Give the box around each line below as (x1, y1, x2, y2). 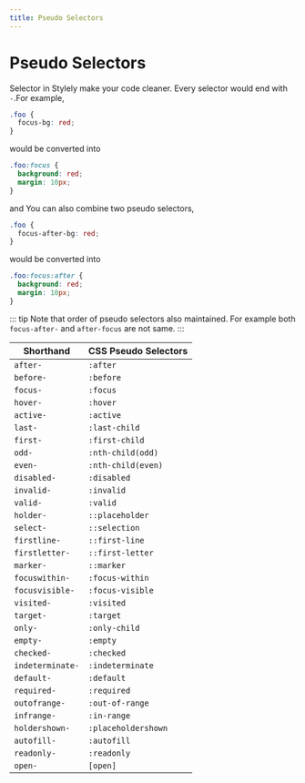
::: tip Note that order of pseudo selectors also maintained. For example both (9, 313, 296, 324)
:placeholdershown (87, 723, 168, 733)
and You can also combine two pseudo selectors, (9, 202, 195, 214)
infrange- (14, 710, 56, 720)
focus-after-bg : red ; (17, 229, 100, 238)
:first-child (87, 434, 145, 445)
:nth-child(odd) (87, 447, 159, 458)
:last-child (87, 422, 140, 432)
